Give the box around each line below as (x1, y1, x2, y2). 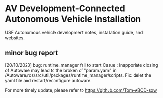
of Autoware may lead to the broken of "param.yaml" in (5, 67, 117, 73)
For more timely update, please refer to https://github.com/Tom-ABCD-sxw (5, 87, 157, 93)
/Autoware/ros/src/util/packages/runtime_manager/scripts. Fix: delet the (5, 72, 151, 78)
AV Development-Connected (5, 3, 125, 14)
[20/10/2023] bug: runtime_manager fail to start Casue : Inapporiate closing (5, 62, 158, 68)
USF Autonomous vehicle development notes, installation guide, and (5, 29, 143, 35)
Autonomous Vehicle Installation (5, 13, 141, 24)
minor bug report (5, 49, 58, 57)
